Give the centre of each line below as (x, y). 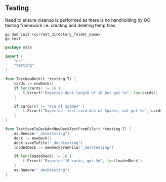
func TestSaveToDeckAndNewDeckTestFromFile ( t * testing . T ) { (68, 129)
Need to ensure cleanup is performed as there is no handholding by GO (78, 20)
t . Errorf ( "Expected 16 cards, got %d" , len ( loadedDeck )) (83, 161)
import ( (14, 56)
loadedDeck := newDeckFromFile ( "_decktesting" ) (64, 147)
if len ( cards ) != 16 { (37, 88)
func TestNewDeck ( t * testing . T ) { (41, 79)
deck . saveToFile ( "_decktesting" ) (48, 143)
